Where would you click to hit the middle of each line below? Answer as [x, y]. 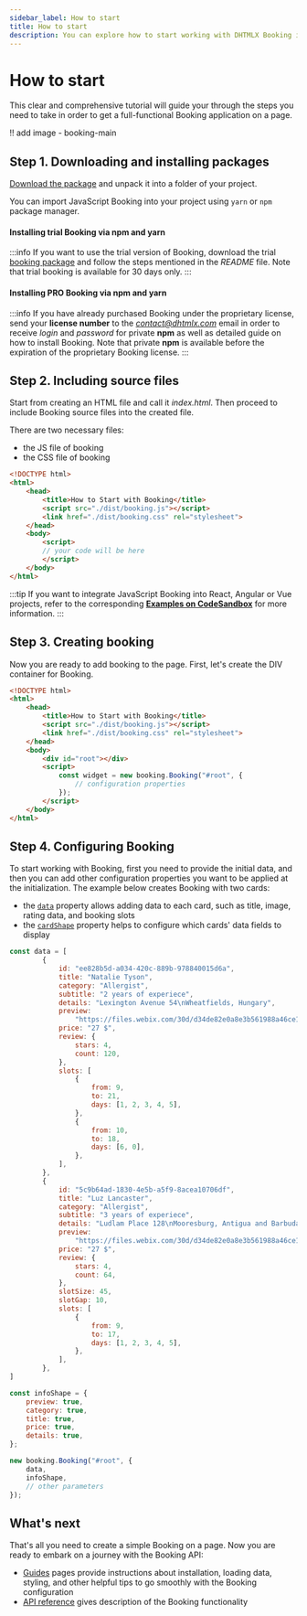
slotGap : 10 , [83, 1300]
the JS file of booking [63, 448]
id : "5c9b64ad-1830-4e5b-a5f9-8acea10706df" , [146, 1190]
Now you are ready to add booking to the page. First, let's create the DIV [146, 664]
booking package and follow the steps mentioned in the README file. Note [150, 262]
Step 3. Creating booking [82, 642]
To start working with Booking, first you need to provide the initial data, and [151, 869]
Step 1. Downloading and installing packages [139, 161]
